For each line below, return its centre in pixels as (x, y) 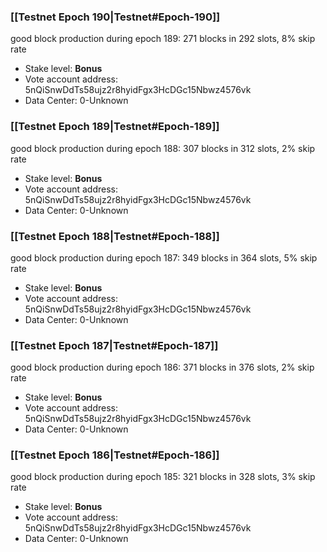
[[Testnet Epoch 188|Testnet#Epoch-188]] (115, 236)
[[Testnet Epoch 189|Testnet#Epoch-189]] (115, 127)
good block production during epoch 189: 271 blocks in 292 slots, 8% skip (163, 39)
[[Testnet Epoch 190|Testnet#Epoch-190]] (115, 17)
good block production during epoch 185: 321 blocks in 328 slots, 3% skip (163, 477)
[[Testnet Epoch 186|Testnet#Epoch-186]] (115, 455)
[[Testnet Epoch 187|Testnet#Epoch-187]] (114, 345)
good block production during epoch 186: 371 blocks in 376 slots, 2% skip (162, 367)
